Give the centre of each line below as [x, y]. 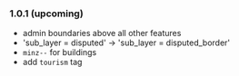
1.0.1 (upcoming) [46, 14]
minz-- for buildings [60, 52]
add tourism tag [52, 62]
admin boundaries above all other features [102, 33]
